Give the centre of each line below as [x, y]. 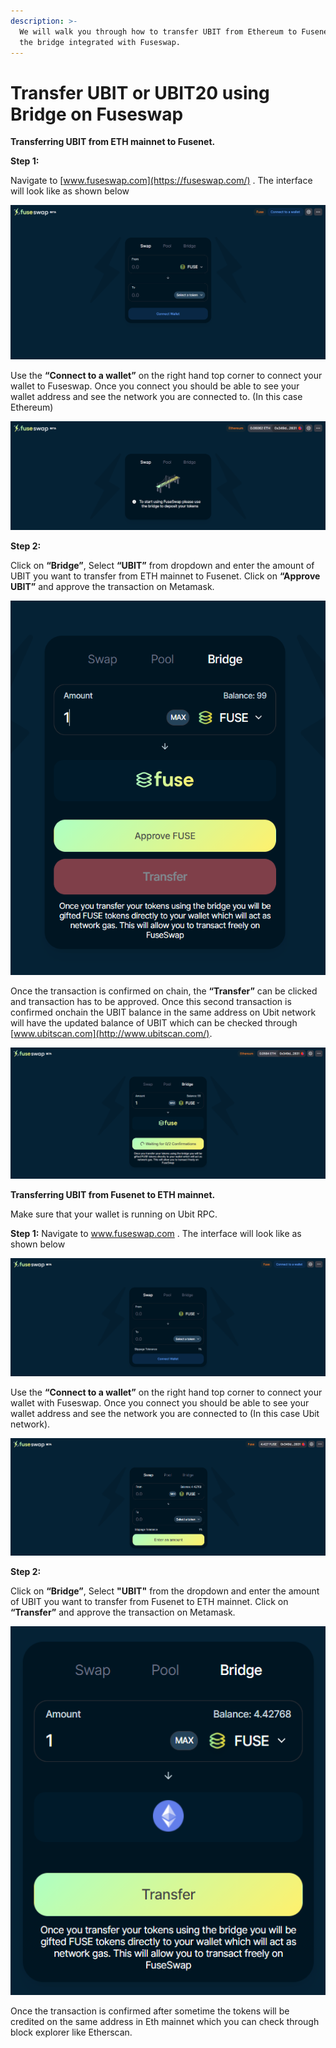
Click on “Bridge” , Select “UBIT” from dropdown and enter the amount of [162, 565]
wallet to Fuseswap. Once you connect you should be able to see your [155, 386]
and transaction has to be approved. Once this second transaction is [151, 1002]
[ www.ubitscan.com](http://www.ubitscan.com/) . [111, 1034]
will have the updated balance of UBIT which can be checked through [154, 1023]
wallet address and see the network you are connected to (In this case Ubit [165, 1414]
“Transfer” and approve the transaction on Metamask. [123, 1612]
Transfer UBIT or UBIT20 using [140, 92]
